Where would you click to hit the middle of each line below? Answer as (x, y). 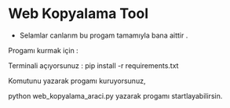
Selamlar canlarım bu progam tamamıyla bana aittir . (104, 35)
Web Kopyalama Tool (78, 14)
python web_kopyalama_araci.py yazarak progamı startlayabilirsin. (115, 95)
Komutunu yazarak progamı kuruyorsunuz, (77, 81)
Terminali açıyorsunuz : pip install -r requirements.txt (93, 65)
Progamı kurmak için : (43, 50)
